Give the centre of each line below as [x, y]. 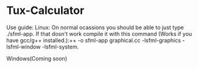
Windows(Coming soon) [37, 58]
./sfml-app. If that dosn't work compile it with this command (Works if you [99, 33]
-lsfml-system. [61, 47]
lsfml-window [24, 47]
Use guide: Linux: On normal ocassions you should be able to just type [95, 27]
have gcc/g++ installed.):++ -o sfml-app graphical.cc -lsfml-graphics [94, 40]
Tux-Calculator [45, 11]
